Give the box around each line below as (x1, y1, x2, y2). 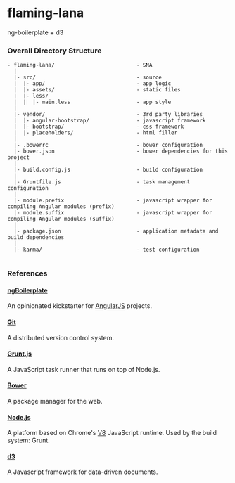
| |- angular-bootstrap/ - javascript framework (13, 117, 206, 124)
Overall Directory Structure (7, 46, 102, 56)
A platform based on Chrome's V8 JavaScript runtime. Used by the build (7, 429, 217, 437)
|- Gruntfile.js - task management (13, 179, 191, 186)
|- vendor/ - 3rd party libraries (13, 111, 203, 118)
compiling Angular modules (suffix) (7, 216, 115, 223)
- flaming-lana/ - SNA (7, 62, 153, 69)
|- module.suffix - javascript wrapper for (13, 210, 212, 217)
